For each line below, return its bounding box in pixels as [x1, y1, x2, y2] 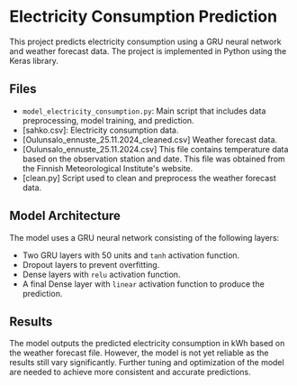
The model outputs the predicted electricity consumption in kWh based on [9, 338, 285, 349]
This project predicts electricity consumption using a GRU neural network [9, 36, 282, 47]
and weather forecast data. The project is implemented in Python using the [9, 45, 287, 56]
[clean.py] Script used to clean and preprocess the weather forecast [22, 172, 276, 183]
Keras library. [9, 55, 58, 66]
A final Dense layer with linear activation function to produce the [22, 278, 265, 289]
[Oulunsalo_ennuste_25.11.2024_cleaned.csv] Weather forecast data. [22, 133, 278, 145]
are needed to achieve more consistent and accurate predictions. [9, 367, 251, 378]
